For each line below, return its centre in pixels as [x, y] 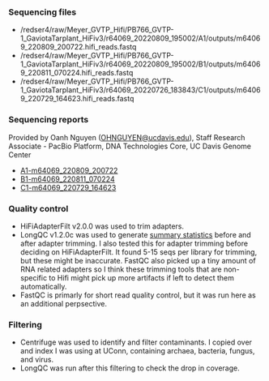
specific [33, 277]
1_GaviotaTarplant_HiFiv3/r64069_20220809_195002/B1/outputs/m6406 [140, 64]
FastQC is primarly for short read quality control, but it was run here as [138, 295]
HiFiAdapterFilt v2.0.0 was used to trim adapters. [102, 226]
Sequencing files [43, 12]
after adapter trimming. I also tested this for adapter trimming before [134, 243]
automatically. [43, 286]
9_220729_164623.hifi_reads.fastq [77, 99]
